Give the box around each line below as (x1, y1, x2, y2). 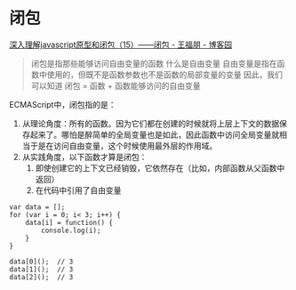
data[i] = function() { (25, 218, 114, 227)
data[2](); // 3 (9, 272, 74, 281)
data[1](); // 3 (9, 264, 74, 274)
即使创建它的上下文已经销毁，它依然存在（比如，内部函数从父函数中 (35, 162, 285, 173)
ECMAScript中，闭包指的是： (9, 99, 116, 109)
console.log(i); (41, 226, 101, 235)
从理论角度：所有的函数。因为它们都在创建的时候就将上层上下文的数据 (21, 117, 280, 129)
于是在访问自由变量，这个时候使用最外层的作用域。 (29, 140, 218, 151)
